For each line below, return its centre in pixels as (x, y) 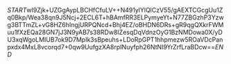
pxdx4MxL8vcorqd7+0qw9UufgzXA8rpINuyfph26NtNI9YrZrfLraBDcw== (111, 47)
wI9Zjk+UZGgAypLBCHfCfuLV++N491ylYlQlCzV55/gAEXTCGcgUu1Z (125, 10)
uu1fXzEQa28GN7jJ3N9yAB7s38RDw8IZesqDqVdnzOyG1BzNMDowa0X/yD (115, 32)
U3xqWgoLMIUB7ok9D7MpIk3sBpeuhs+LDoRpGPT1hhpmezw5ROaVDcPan (115, 40)
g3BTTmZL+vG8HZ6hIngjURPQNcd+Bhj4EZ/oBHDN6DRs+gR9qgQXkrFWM (115, 25)
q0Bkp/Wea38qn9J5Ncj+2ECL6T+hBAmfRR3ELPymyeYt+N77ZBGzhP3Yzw (115, 17)
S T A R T (17, 10)
